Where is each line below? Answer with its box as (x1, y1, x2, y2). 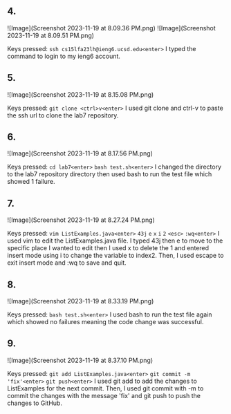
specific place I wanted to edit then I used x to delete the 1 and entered (7, 244, 210, 252)
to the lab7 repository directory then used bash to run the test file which (7, 170, 212, 178)
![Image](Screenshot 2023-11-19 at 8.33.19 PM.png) (7, 297, 154, 305)
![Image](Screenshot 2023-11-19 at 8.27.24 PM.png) (7, 216, 156, 224)
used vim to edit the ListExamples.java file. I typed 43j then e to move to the (7, 236, 223, 245)
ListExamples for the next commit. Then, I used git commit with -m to (7, 384, 204, 393)
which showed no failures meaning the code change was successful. (7, 318, 204, 326)
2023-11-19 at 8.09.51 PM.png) (7, 31, 95, 39)
